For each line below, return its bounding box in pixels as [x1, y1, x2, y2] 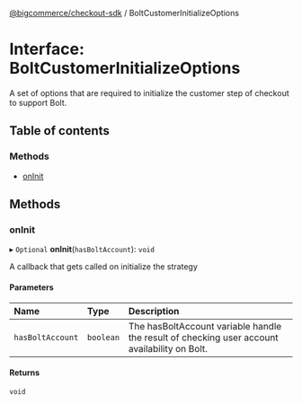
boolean [86, 332, 120, 342]
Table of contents [9, 123, 110, 138]
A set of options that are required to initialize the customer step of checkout [9, 87, 289, 98]
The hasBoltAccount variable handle [128, 320, 282, 332]
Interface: [9, 40, 85, 59]
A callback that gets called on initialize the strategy [9, 261, 198, 272]
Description [128, 304, 180, 317]
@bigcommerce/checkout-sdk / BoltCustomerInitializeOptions [9, 8, 240, 18]
